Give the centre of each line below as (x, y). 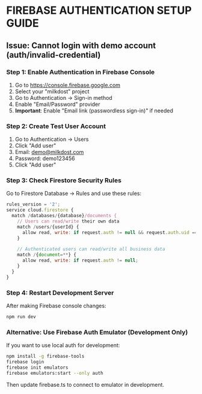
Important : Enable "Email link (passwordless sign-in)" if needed (94, 110)
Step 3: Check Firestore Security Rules (64, 180)
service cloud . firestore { (40, 210)
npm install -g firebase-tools (45, 356)
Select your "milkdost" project (52, 91)
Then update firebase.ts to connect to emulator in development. (85, 384)
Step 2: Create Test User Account (56, 126)
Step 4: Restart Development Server (60, 292)
